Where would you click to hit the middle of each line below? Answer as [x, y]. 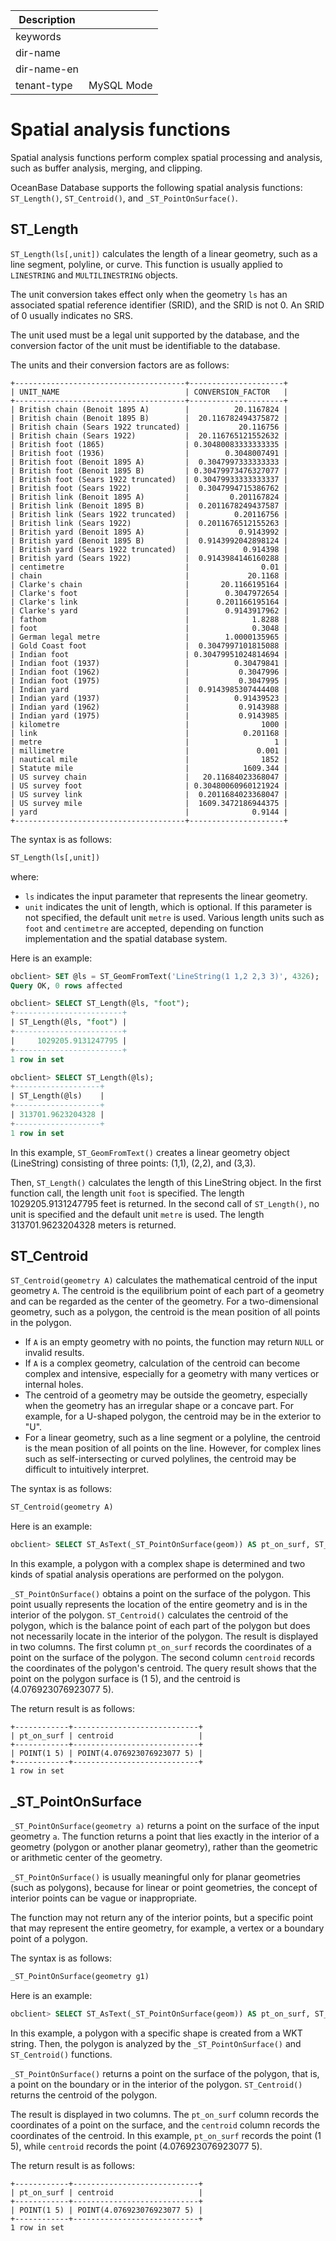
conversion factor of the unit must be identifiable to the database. [145, 345]
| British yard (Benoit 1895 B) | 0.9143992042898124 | [149, 540]
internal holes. [54, 1385]
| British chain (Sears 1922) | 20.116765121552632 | [149, 435]
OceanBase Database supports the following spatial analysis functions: [156, 187]
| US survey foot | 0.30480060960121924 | [149, 785]
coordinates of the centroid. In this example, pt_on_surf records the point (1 [166, 2135]
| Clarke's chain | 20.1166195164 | [149, 584]
